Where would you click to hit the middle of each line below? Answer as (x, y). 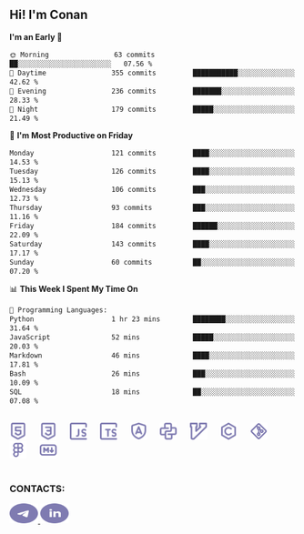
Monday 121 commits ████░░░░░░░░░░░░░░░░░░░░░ (152, 153)
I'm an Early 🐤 (36, 36)
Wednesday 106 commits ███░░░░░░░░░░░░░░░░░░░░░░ (152, 189)
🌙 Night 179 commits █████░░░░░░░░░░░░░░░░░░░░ (152, 109)
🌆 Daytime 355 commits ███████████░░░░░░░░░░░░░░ (152, 73)
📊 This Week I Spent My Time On (74, 288)
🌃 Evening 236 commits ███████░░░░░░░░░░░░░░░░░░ (152, 91)
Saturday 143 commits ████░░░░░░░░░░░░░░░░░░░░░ (152, 244)
